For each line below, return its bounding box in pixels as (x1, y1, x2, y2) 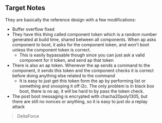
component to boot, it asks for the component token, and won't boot (12, 41, 149, 48)
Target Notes (5, 4, 45, 12)
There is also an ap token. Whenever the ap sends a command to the (12, 62, 150, 68)
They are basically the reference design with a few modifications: (5, 17, 136, 22)
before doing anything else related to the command (12, 72, 115, 78)
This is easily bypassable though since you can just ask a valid (19, 52, 145, 58)
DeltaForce (17, 113, 39, 119)
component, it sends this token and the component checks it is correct (12, 68, 154, 73)
